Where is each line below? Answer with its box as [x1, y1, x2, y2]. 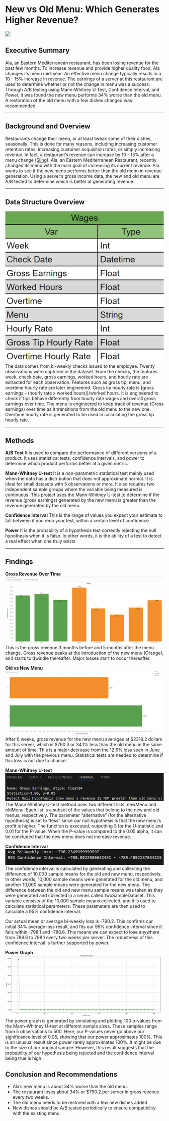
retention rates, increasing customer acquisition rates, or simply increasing [5, 146, 160, 152]
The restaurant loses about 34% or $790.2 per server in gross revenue [12, 1089, 159, 1095]
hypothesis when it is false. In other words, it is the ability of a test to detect [5, 533, 162, 539]
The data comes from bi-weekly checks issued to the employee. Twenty [5, 363, 155, 369]
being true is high [5, 1055, 42, 1061]
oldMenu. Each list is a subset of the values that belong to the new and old [5, 807, 159, 813]
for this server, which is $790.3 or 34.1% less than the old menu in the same [5, 742, 162, 748]
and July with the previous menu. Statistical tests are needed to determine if [5, 752, 163, 758]
